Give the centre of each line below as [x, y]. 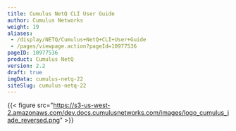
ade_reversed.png [33, 120]
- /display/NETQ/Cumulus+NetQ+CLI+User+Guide [78, 40]
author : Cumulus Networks [45, 20]
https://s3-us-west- [81, 105]
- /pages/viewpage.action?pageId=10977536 [74, 46]
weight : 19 [23, 27]
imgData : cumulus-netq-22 [45, 79]
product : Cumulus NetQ [41, 60]
